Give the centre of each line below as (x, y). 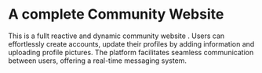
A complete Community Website (116, 14)
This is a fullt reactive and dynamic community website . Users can (116, 36)
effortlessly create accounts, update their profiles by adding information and (131, 43)
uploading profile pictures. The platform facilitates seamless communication (131, 52)
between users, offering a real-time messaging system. (97, 61)
